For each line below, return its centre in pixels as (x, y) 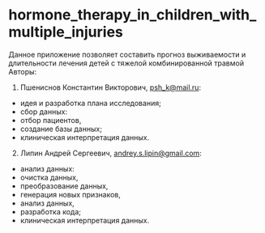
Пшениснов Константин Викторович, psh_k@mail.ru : (110, 87)
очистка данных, (49, 177)
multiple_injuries (66, 32)
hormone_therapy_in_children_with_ (132, 15)
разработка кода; (51, 211)
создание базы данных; (61, 129)
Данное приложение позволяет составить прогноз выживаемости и (127, 54)
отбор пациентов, (51, 120)
